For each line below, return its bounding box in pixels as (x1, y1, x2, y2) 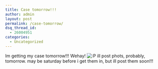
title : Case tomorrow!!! (5, 7, 57, 12)
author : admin (5, 12, 35, 17)
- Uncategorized (9, 39, 43, 44)
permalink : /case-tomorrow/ (5, 21, 64, 26)
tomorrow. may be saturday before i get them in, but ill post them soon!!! (5, 58, 154, 64)
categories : (5, 35, 30, 40)
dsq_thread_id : (5, 26, 37, 31)
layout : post (5, 16, 32, 21)
